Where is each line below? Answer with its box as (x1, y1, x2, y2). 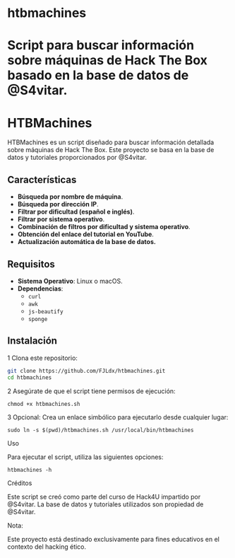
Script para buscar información (7, 37, 195, 54)
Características (7, 173, 77, 185)
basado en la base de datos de (7, 67, 189, 83)
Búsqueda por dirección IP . (17, 200, 99, 209)
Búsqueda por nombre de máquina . (17, 192, 123, 201)
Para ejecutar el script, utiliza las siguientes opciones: (7, 453, 164, 461)
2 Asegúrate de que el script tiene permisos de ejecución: (7, 387, 176, 395)
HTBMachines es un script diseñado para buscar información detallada (7, 138, 215, 146)
